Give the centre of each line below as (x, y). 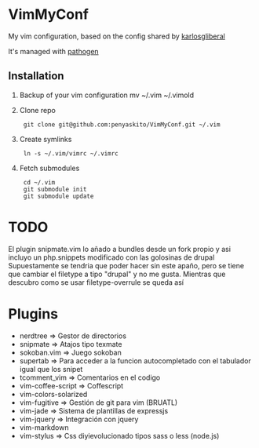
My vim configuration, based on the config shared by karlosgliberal (117, 36)
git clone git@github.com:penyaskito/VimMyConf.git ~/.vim (122, 124)
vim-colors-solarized (53, 394)
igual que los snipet (51, 369)
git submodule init (55, 189)
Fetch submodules (49, 168)
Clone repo (38, 110)
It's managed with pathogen (54, 51)
